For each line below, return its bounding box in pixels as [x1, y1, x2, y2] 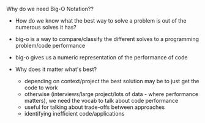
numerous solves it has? [15, 24, 76, 31]
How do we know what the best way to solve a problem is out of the [15, 17, 187, 24]
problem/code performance [15, 42, 86, 49]
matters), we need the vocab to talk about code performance [24, 97, 179, 104]
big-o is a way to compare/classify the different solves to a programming [15, 35, 199, 42]
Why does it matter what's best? [15, 65, 97, 73]
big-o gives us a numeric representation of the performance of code [15, 54, 188, 61]
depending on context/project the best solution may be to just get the [24, 78, 199, 84]
